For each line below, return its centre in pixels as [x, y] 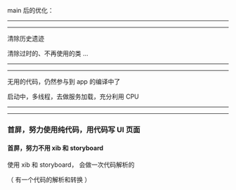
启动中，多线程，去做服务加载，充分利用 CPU [73, 96]
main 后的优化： [31, 10]
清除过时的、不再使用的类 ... [48, 53]
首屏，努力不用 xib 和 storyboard [55, 148]
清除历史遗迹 [26, 38]
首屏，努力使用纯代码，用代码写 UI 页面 [74, 129]
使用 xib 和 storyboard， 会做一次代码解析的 [71, 165]
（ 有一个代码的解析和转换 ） [49, 180]
